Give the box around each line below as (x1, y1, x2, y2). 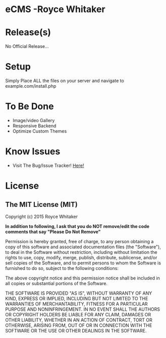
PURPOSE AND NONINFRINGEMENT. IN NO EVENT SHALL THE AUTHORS (5, 306, 160, 312)
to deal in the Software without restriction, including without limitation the (5, 249, 157, 255)
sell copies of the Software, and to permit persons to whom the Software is (5, 260, 161, 266)
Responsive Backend (12, 123, 57, 129)
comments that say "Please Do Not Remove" (5, 229, 101, 235)
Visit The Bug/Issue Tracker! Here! (12, 162, 84, 168)
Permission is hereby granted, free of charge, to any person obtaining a (5, 238, 154, 244)
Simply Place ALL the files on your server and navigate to (5, 78, 125, 84)
